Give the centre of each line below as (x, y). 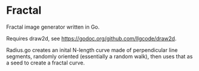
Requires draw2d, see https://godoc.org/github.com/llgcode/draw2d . (91, 38)
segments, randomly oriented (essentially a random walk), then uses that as (99, 56)
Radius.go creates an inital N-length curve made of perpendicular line (92, 50)
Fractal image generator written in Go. (53, 27)
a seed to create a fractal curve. (46, 63)
